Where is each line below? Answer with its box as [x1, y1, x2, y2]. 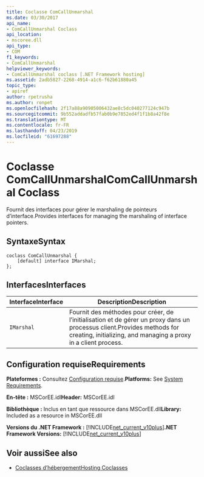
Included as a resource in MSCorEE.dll [6, 412, 102, 419]
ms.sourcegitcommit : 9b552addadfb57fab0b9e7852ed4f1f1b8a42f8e [6, 111, 170, 117]
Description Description [97, 298, 167, 306]
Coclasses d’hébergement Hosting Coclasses [15, 464, 128, 472]
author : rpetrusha [6, 94, 53, 100]
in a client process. [69, 339, 123, 347]
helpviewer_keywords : [6, 65, 61, 72]
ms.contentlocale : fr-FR [6, 122, 69, 129]
